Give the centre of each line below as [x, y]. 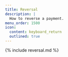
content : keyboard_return [36, 32]
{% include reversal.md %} [32, 50]
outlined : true [25, 37]
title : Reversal [21, 9]
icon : [10, 28]
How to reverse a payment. [37, 18]
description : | [20, 14]
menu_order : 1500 [23, 23]
